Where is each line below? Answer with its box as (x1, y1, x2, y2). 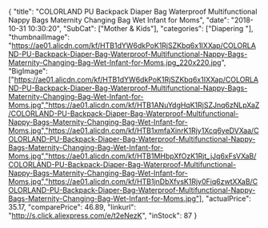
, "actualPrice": (201, 194, 252, 203)
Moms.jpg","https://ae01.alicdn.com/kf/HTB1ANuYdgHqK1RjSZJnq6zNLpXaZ (8, 100, 260, 110)
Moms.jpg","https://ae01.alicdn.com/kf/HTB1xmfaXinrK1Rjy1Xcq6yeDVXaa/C (8, 126, 259, 135)
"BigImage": (8, 66, 48, 75)
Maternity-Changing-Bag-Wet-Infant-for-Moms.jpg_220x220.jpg (8, 58, 222, 67)
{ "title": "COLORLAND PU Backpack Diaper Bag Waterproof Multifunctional (8, 7, 258, 16)
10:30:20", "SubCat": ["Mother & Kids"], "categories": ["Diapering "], (27, 24, 254, 33)
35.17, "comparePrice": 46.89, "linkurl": (8, 202, 137, 211)
